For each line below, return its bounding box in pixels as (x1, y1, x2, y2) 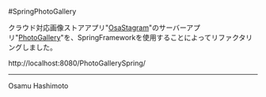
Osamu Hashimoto (8, 81, 69, 90)
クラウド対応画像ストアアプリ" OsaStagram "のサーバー (8, 23, 187, 32)
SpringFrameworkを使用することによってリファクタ (78, 33, 246, 42)
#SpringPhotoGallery (8, 7, 77, 16)
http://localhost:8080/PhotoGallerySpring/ (8, 58, 146, 68)
